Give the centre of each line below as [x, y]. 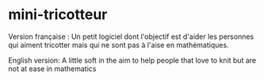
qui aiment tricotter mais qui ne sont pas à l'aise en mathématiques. [119, 44]
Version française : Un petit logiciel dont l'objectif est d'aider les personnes [131, 36]
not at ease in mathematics [52, 68]
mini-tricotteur [58, 15]
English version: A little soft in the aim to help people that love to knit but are [132, 60]
